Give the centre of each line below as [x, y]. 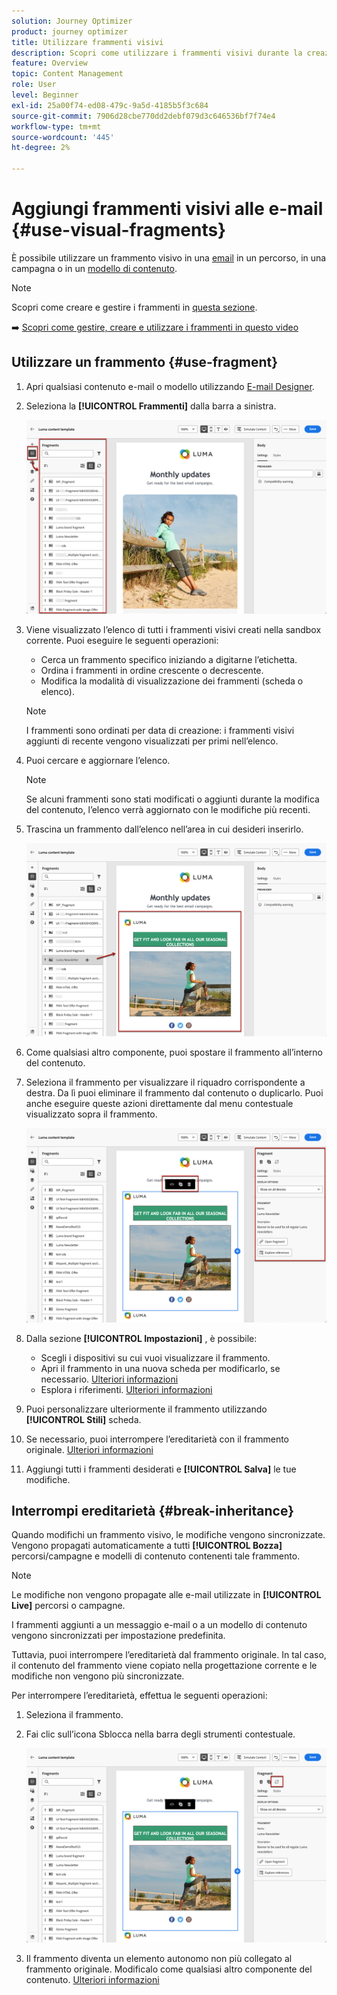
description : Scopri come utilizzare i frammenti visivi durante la [157, 53]
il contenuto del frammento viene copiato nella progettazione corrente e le [164, 1666]
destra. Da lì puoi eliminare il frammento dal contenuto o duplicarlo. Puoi [174, 1093]
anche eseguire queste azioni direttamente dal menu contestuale [159, 1104]
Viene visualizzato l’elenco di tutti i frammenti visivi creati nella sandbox [173, 630]
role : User [34, 85]
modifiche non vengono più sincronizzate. [98, 1676]
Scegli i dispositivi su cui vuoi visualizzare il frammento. [155, 1357]
